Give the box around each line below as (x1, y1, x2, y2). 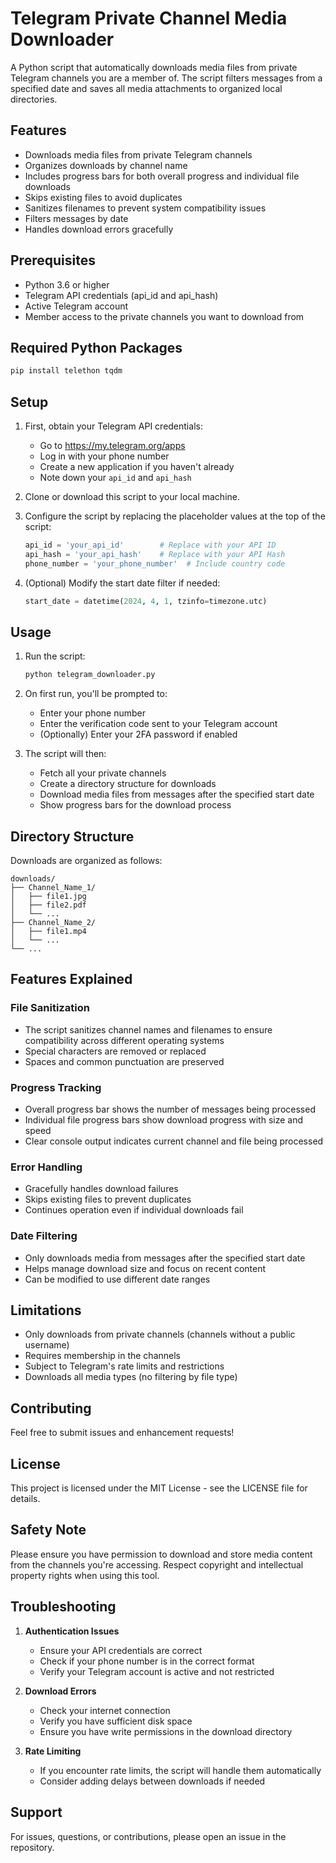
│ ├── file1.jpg (10, 892, 87, 902)
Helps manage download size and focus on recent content (24, 1262, 267, 1274)
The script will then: (24, 748, 107, 760)
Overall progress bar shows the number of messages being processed (24, 1103, 316, 1116)
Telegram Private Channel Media (10, 7, 288, 30)
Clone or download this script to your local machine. (24, 491, 240, 503)
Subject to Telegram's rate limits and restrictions (24, 1360, 225, 1372)
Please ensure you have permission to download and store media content (10, 1548, 313, 1560)
